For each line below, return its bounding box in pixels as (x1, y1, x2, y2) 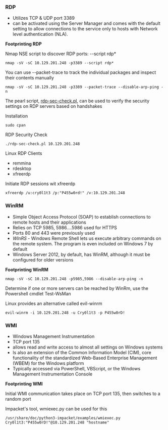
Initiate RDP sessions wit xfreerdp (5, 181, 76, 187)
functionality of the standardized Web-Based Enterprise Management (12, 355, 157, 361)
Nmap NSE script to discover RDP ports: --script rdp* (5, 51, 117, 57)
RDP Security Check (5, 132, 48, 138)
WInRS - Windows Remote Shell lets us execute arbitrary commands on (12, 235, 161, 241)
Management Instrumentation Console (12, 371, 92, 377)
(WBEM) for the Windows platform (12, 360, 84, 366)
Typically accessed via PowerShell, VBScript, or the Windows (12, 365, 141, 371)
